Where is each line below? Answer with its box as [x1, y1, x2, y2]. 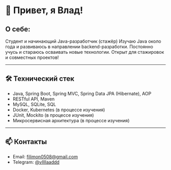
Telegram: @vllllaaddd [12, 159, 60, 165]
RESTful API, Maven [12, 96, 55, 102]
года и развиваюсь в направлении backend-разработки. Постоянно [5, 44, 154, 50]
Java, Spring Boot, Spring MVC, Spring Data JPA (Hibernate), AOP [12, 90, 152, 96]
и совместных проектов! [5, 54, 59, 60]
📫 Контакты [5, 138, 47, 146]
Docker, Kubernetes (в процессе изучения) [12, 107, 105, 113]
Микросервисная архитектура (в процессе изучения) [12, 117, 130, 123]
